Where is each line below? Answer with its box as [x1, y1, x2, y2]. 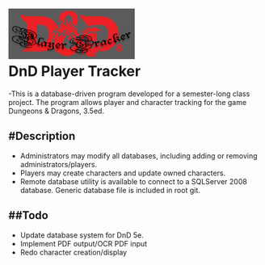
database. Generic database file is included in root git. [19, 185, 200, 195]
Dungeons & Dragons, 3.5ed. [8, 106, 105, 116]
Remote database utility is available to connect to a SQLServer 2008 [19, 176, 248, 186]
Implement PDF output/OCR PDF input [19, 238, 148, 248]
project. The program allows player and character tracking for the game [8, 97, 247, 107]
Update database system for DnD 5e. [19, 230, 144, 240]
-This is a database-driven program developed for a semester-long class [8, 89, 250, 99]
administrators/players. [19, 159, 98, 169]
